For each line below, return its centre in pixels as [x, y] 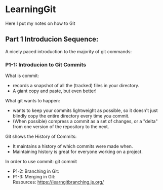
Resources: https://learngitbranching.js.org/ [58, 182]
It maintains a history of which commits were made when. [73, 146]
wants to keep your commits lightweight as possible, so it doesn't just [85, 110]
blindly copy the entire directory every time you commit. [71, 116]
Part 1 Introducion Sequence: [52, 39]
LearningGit [31, 9]
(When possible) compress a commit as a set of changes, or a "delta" [85, 121]
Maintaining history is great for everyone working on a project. [77, 152]
